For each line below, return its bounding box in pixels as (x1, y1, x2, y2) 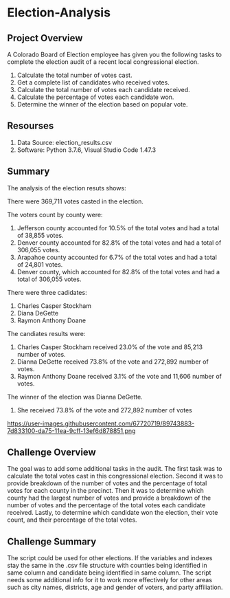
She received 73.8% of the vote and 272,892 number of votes (16, 406, 192, 414)
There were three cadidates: (7, 288, 87, 296)
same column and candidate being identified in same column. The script (7, 568, 211, 577)
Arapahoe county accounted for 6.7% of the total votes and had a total (16, 253, 218, 261)
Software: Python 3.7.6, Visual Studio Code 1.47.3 (16, 146, 157, 154)
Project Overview (7, 32, 83, 44)
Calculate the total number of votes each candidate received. (16, 86, 190, 93)
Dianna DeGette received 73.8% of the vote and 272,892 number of (16, 357, 209, 366)
